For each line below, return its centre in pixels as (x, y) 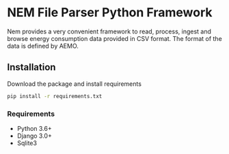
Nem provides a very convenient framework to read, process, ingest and (109, 31)
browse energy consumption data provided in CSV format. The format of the (114, 38)
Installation (31, 67)
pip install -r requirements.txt (55, 96)
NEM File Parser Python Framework (110, 13)
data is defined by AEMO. (43, 46)
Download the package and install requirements (75, 84)
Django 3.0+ (35, 136)
